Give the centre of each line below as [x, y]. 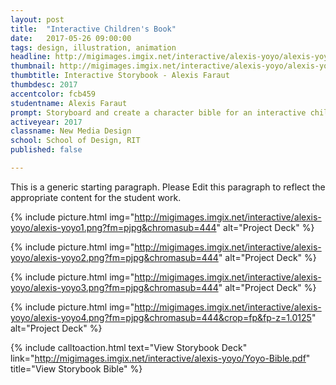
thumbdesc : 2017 [44, 85]
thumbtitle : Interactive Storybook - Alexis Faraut [120, 76]
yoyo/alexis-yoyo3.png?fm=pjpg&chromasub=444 [114, 287]
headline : [31, 57]
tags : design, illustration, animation [93, 47]
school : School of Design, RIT [75, 141]
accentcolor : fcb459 [53, 94]
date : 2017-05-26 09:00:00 [71, 38]
